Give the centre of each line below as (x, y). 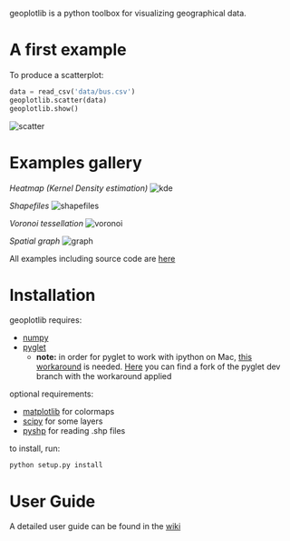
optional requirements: (51, 394)
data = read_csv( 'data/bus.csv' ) (72, 91)
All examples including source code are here (92, 258)
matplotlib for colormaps (68, 412)
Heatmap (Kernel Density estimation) (79, 188)
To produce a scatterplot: (57, 75)
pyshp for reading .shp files (74, 431)
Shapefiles (29, 205)
